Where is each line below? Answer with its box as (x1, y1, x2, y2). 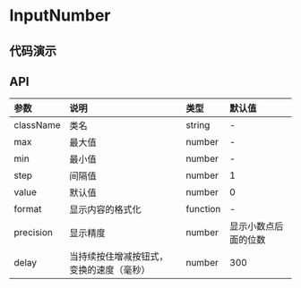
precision (13, 226, 54, 239)
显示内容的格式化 (69, 203, 142, 216)
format (13, 203, 42, 216)
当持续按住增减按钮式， (69, 250, 168, 263)
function (185, 203, 221, 216)
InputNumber (9, 5, 111, 26)
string (185, 119, 211, 131)
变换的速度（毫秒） (69, 264, 150, 276)
